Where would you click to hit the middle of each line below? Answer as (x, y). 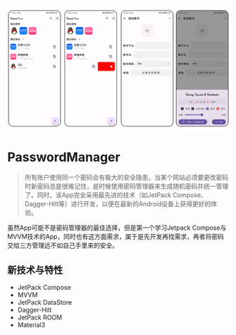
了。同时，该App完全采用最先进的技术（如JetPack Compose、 (116, 195)
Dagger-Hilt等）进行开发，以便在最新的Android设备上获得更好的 (118, 204)
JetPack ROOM (40, 317)
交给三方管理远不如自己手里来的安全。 (63, 245)
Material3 (31, 325)
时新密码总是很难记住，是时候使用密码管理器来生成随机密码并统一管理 (126, 187)
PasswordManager (64, 157)
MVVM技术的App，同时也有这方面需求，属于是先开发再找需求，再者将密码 (116, 237)
